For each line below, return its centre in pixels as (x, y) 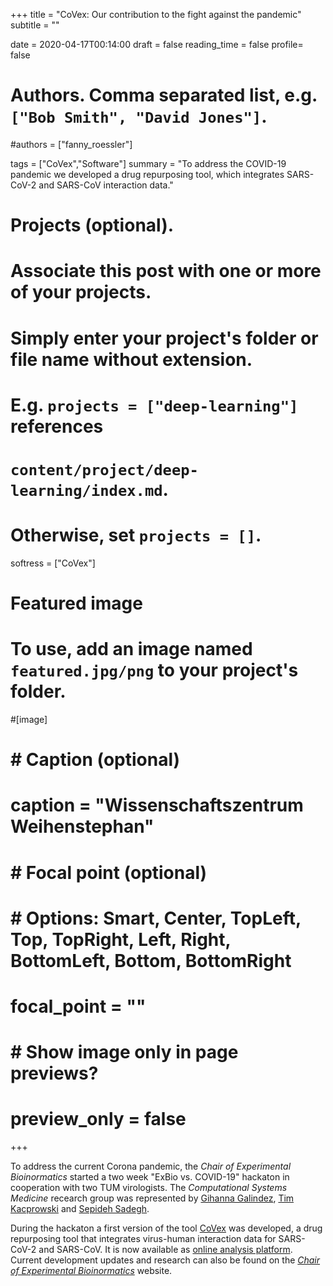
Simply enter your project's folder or (164, 338)
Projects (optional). (92, 225)
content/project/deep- (104, 469)
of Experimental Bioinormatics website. (91, 1270)
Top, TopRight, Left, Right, (121, 939)
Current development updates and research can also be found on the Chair (165, 1260)
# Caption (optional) (95, 760)
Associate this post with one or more (166, 271)
